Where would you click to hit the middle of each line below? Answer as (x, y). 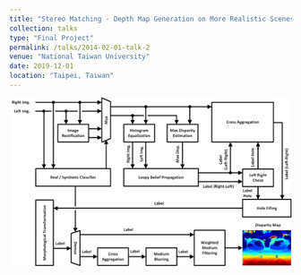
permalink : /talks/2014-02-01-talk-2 (80, 47)
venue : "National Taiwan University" (80, 57)
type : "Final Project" (52, 38)
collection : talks (43, 28)
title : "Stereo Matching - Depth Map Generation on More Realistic (138, 19)
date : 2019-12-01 (42, 66)
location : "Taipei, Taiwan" (62, 76)
